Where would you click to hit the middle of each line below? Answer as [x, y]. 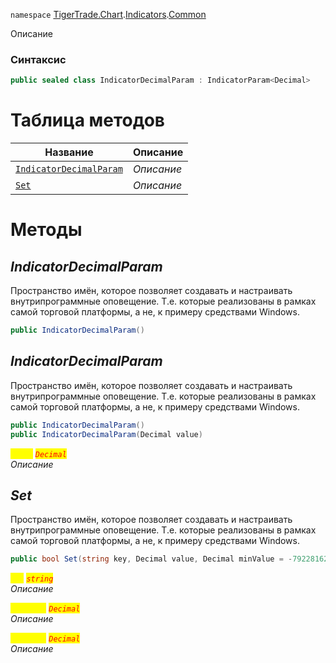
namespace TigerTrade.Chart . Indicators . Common [108, 14]
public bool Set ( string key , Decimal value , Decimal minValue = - [151, 559]
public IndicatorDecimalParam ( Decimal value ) [106, 434]
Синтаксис [38, 59]
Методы [46, 230]
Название [69, 152]
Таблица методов [87, 120]
